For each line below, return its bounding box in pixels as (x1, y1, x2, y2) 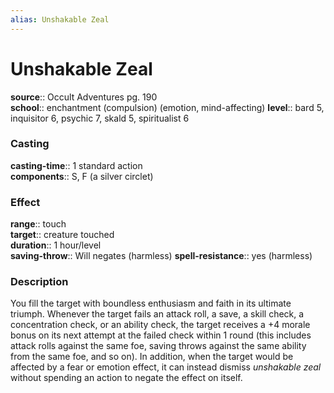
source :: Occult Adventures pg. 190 (10, 91, 158, 103)
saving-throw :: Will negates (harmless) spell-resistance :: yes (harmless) (10, 250, 313, 262)
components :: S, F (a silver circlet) (10, 170, 154, 182)
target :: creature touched (10, 229, 115, 241)
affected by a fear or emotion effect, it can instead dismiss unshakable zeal (10, 361, 322, 373)
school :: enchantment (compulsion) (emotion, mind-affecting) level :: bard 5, (10, 101, 325, 113)
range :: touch (10, 218, 67, 230)
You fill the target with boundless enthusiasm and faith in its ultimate (10, 297, 292, 310)
